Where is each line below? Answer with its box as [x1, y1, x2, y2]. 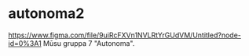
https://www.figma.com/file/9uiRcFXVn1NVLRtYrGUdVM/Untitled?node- [8, 30, 241, 40]
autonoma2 [8, 5, 85, 23]
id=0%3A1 [8, 38, 42, 47]
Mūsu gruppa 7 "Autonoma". [42, 38, 135, 47]
